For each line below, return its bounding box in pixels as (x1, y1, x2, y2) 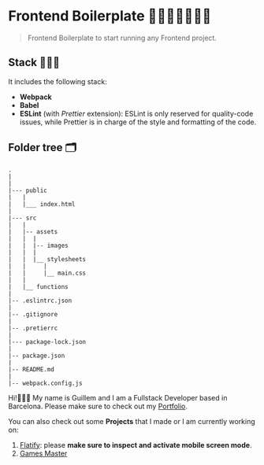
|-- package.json (8, 352, 65, 360)
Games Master (19, 448, 68, 458)
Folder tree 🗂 (8, 141, 77, 154)
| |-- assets (8, 227, 58, 235)
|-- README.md (8, 365, 55, 373)
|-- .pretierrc (8, 324, 58, 332)
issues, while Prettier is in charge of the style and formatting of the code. (19, 117, 257, 127)
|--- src (8, 214, 37, 222)
